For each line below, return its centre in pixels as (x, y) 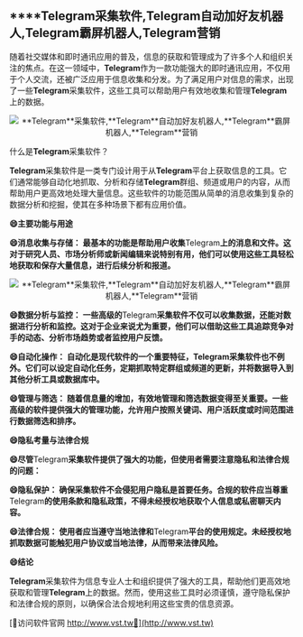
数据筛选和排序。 (49, 420)
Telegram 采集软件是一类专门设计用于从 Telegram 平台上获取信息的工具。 (144, 171)
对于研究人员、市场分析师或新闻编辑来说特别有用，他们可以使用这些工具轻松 (151, 254)
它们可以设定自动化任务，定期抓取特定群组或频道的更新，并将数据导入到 (159, 367)
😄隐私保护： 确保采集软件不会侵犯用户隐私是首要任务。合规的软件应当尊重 (149, 489)
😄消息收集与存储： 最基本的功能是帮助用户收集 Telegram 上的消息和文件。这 (150, 243)
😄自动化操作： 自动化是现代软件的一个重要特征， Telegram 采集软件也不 (143, 356)
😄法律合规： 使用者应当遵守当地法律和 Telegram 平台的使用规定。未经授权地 (150, 531)
